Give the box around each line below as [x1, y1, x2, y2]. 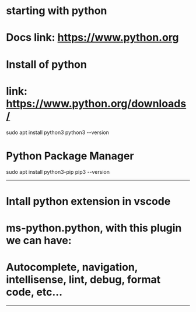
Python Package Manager [6, 149, 134, 162]
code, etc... [6, 286, 63, 299]
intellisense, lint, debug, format [6, 273, 161, 286]
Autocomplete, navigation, [6, 260, 138, 273]
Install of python [6, 57, 87, 71]
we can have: [6, 234, 72, 247]
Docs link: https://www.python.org [6, 31, 179, 44]
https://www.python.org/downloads [6, 97, 187, 110]
